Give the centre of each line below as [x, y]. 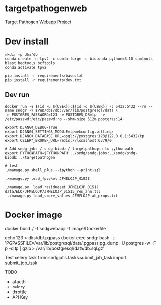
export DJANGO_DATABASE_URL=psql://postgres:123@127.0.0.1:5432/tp [75, 136]
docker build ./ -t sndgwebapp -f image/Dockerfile [56, 228]
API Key [20, 297]
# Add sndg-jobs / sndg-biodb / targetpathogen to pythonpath [69, 149]
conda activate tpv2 [26, 67]
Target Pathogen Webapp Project [38, 22]
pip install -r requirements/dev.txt [43, 80]
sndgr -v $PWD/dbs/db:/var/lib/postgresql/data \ [67, 110]
